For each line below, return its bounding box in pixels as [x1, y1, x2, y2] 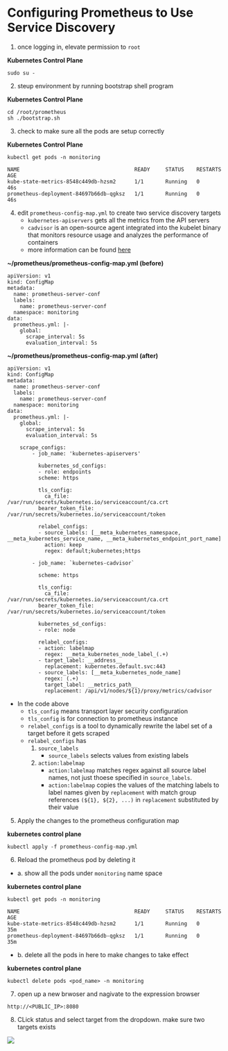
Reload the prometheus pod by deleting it [17, 855, 136, 863]
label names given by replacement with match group [48, 788, 197, 797]
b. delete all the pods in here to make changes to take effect [17, 950, 189, 959]
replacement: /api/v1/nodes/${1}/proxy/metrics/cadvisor [44, 687, 213, 694]
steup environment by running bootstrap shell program [17, 81, 174, 90]
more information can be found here [27, 245, 132, 254]
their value [48, 803, 79, 811]
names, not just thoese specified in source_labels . [48, 773, 193, 781]
